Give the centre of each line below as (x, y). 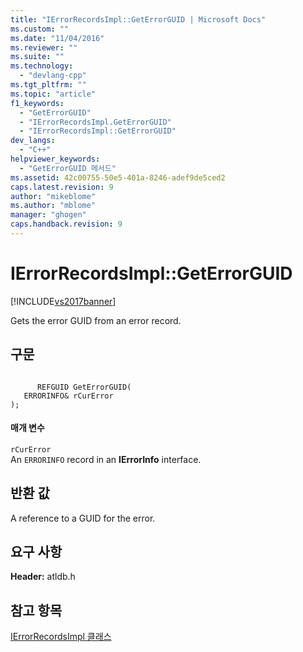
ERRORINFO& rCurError (68, 396)
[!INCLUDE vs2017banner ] (63, 301)
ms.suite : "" (37, 57)
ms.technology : (42, 66)
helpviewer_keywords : (55, 159)
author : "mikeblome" (53, 196)
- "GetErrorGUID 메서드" (68, 168)
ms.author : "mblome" (53, 206)
